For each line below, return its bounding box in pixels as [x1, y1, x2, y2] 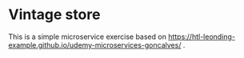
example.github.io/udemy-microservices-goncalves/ [8, 40, 182, 49]
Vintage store [8, 6, 101, 24]
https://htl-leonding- [167, 32, 236, 41]
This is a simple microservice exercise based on [8, 32, 166, 41]
